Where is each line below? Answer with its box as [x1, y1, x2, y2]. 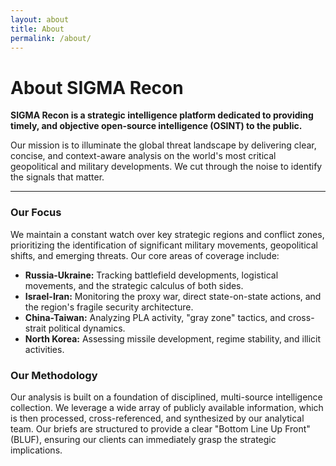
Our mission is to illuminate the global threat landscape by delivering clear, [10, 139, 317, 151]
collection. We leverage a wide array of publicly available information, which [10, 401, 324, 413]
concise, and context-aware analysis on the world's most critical [10, 150, 277, 162]
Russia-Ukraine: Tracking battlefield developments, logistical [24, 269, 279, 281]
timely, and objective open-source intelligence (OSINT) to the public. [10, 120, 303, 132]
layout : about [10, 14, 70, 25]
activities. [24, 343, 65, 355]
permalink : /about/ [10, 33, 92, 43]
